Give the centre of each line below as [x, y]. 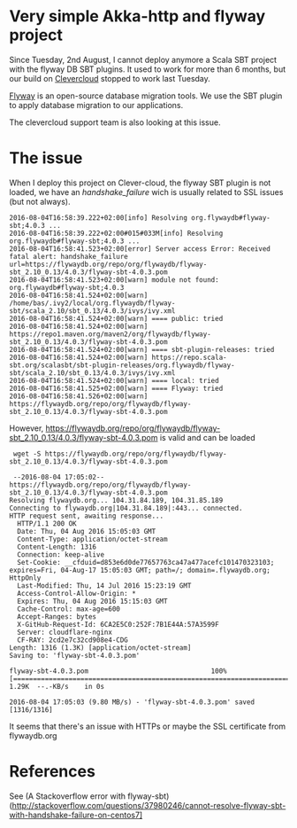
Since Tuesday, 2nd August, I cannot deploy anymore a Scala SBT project [143, 59]
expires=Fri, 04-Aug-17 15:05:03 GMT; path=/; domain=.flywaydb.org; [140, 570]
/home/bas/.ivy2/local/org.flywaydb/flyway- [92, 303]
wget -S [27, 454]
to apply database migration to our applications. [96, 105]
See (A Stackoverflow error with [68, 796]
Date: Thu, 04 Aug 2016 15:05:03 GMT [87, 531]
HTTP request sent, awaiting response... [87, 516]
